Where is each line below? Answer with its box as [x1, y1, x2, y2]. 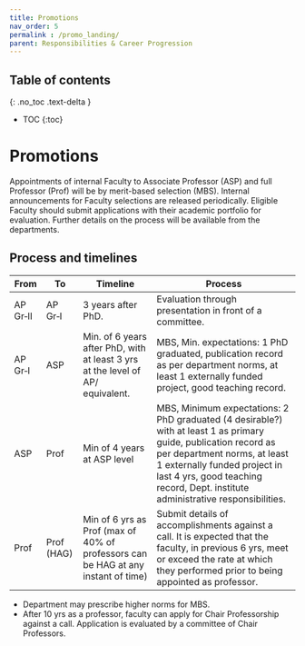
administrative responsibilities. [156, 492, 286, 505]
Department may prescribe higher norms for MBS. [22, 599, 211, 610]
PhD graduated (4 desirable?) [156, 412, 283, 425]
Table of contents [9, 72, 111, 87]
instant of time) [83, 570, 148, 582]
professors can [83, 547, 148, 560]
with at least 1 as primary [156, 424, 265, 437]
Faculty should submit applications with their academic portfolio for [9, 205, 261, 215]
